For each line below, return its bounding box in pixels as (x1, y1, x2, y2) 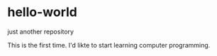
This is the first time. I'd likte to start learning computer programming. (7, 41, 211, 49)
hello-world (7, 4, 78, 20)
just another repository (7, 27, 74, 36)
